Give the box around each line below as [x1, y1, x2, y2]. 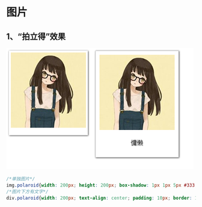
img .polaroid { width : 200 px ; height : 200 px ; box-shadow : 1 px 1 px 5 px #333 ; [6, 182, 198, 188]
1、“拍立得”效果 [6, 31, 66, 42]
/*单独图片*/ [6, 176, 35, 182]
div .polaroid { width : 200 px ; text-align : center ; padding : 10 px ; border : [6, 195, 192, 201]
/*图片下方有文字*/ [6, 188, 49, 194]
